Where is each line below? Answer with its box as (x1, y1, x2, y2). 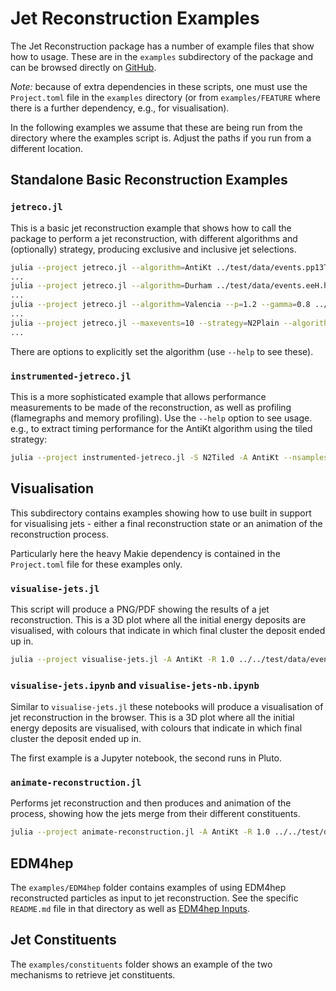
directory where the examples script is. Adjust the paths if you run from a (10, 132, 312, 144)
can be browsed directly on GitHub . (10, 61, 157, 73)
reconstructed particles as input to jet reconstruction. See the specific (10, 892, 299, 904)
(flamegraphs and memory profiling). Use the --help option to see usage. (10, 412, 313, 424)
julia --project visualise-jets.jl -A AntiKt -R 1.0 (10, 654, 235, 664)
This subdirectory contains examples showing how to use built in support (10, 507, 312, 519)
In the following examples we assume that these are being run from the (10, 121, 303, 133)
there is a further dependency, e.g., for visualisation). (10, 102, 230, 114)
